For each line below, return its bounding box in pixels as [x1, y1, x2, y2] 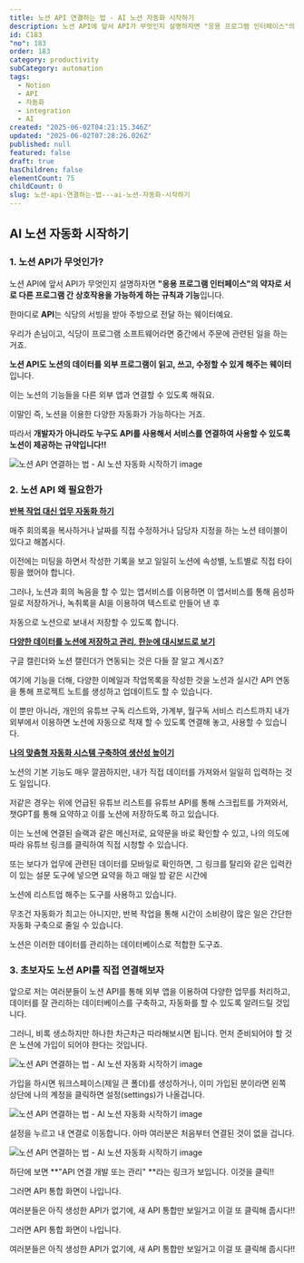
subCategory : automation [9, 64, 103, 73]
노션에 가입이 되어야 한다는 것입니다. [18, 1040, 148, 1051]
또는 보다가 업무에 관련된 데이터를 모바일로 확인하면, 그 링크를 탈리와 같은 [9, 858, 269, 869]
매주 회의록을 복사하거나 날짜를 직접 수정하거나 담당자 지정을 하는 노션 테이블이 [9, 524, 289, 535]
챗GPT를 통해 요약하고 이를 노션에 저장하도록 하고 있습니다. [9, 808, 220, 819]
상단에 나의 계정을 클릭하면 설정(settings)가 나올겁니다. [9, 1090, 205, 1101]
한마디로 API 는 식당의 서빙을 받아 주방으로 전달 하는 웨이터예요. [9, 308, 233, 319]
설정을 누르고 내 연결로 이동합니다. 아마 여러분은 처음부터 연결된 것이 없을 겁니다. [9, 1128, 295, 1139]
